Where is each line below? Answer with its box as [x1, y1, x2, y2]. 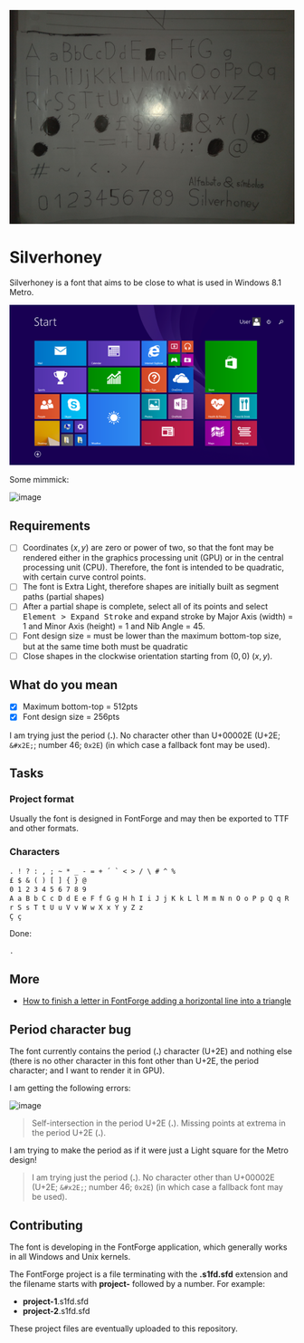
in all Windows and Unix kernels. [9, 1251, 131, 1261]
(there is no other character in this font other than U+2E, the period [9, 1056, 260, 1067]
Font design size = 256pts [22, 712, 120, 723]
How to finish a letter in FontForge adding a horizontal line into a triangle [22, 995, 292, 1006]
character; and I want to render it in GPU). [9, 1065, 166, 1076]
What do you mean [9, 676, 119, 693]
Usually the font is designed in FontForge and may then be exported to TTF [9, 813, 290, 824]
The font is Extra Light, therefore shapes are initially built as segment [22, 581, 280, 592]
